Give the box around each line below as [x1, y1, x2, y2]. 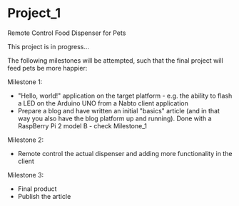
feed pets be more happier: [7, 63, 88, 72]
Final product [17, 184, 57, 193]
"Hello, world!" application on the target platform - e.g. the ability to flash [17, 91, 233, 100]
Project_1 [7, 5, 61, 21]
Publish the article [17, 192, 71, 200]
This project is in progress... [7, 42, 90, 51]
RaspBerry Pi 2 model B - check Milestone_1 [17, 121, 148, 130]
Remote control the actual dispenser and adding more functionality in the [17, 149, 233, 158]
